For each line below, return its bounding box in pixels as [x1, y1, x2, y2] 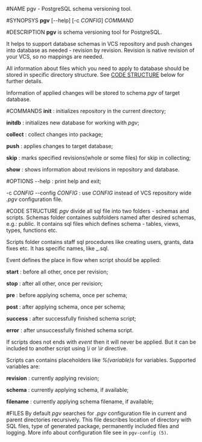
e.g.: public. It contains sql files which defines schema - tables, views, [6, 220, 181, 227]
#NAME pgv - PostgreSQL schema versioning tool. [6, 5, 133, 12]
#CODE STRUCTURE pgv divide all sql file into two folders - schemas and [6, 208, 189, 214]
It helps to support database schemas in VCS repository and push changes [6, 40, 193, 47]
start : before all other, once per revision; [6, 268, 109, 275]
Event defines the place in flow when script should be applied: [6, 257, 161, 263]
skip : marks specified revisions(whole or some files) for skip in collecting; [6, 154, 191, 161]
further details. [6, 78, 43, 85]
